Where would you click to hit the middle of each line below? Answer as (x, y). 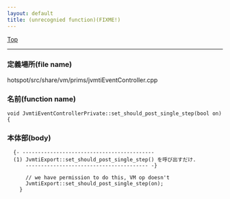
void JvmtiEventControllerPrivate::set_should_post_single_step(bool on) (115, 114)
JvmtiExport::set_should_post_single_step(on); (94, 184)
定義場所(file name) (40, 64)
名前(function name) (42, 98)
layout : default (30, 13)
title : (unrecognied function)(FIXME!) (64, 20)
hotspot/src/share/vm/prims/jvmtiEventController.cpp (82, 80)
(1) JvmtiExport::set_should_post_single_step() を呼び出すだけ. (105, 160)
